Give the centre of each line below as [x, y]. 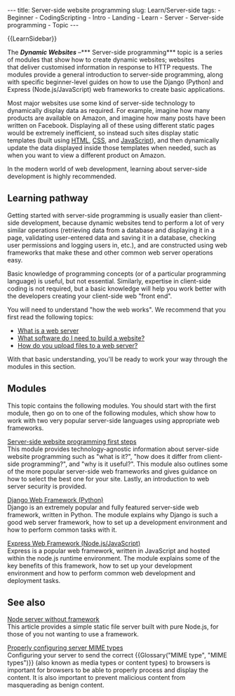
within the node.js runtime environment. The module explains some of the [114, 558]
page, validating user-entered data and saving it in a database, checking [112, 237]
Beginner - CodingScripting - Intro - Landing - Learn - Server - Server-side [116, 18]
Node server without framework [53, 620]
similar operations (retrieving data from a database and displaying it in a [111, 230]
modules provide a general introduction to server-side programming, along [115, 74]
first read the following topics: [51, 317]
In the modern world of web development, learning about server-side [107, 169]
